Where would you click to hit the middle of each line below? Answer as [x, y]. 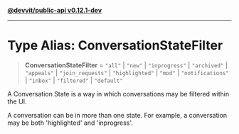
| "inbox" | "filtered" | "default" [74, 80]
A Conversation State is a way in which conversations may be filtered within [118, 94]
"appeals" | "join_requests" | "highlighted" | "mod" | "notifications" [127, 72]
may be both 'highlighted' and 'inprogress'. [70, 123]
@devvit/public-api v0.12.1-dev [55, 10]
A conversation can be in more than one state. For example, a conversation [117, 115]
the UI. [17, 101]
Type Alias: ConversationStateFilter [115, 46]
